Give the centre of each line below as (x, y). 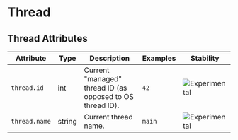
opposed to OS (109, 97)
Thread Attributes (47, 39)
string (68, 121)
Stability (205, 58)
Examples (159, 58)
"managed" (103, 79)
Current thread (108, 117)
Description (110, 58)
